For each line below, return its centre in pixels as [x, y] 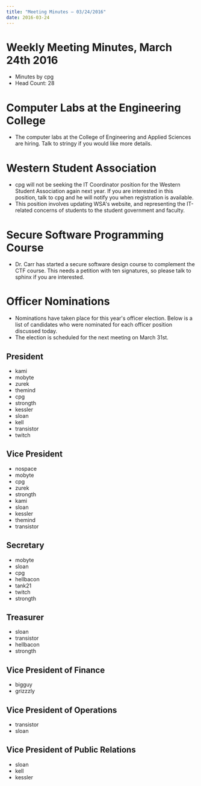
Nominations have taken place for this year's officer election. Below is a [104, 318]
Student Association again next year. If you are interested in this [94, 191]
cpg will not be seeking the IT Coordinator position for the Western [97, 185]
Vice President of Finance [56, 670]
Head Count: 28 [35, 83]
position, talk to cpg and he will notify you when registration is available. [104, 197]
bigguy [24, 685]
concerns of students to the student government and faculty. [110, 210]
